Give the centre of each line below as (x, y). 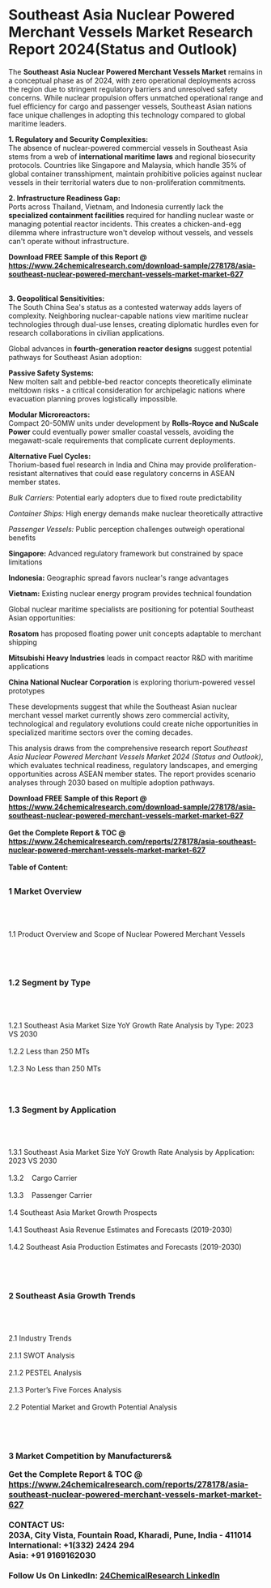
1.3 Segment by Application (62, 1109)
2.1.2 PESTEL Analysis (45, 1373)
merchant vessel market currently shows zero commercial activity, (119, 715)
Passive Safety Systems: (51, 373)
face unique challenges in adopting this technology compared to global (127, 114)
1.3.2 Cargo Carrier (43, 1178)
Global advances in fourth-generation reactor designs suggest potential (130, 348)
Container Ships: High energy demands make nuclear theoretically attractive (136, 513)
